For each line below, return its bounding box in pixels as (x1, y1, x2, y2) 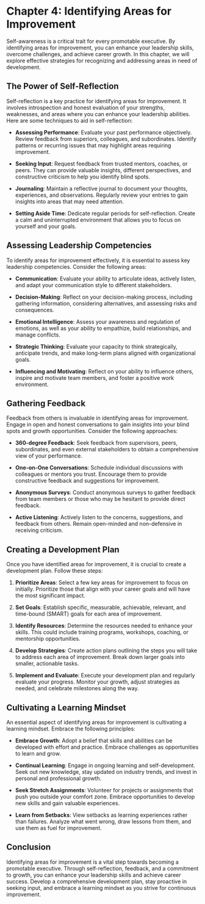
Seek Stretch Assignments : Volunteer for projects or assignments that (15, 787, 193, 793)
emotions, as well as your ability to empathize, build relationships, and (15, 324, 192, 332)
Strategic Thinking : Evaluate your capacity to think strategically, (15, 343, 178, 350)
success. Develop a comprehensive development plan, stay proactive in (6, 878, 187, 885)
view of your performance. (15, 452, 82, 459)
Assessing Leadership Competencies (6, 240, 152, 251)
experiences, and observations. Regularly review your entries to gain (15, 191, 189, 199)
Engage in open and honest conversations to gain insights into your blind (6, 421, 190, 428)
